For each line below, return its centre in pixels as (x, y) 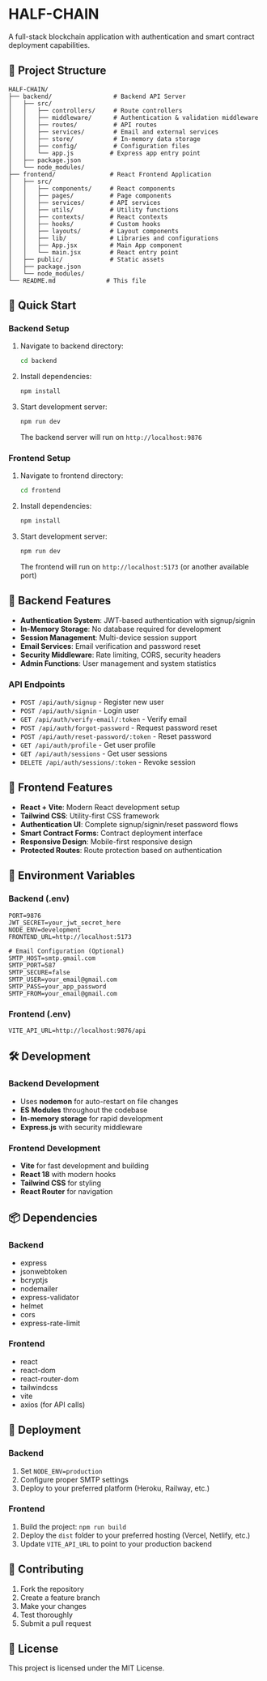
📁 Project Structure (57, 71)
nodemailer (39, 1288)
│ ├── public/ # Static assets (86, 259)
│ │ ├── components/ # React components (92, 188)
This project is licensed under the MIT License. (87, 1668)
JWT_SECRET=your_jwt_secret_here (65, 923)
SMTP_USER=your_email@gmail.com (63, 979)
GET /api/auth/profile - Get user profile (88, 745)
